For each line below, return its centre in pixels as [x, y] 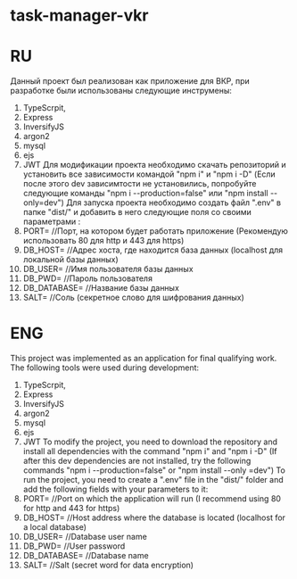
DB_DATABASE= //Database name [86, 556]
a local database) [55, 527]
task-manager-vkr [79, 16]
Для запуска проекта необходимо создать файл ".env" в [174, 203]
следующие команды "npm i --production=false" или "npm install [145, 194]
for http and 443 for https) [71, 509]
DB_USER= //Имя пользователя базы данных [108, 269]
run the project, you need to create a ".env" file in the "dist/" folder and [153, 480]
